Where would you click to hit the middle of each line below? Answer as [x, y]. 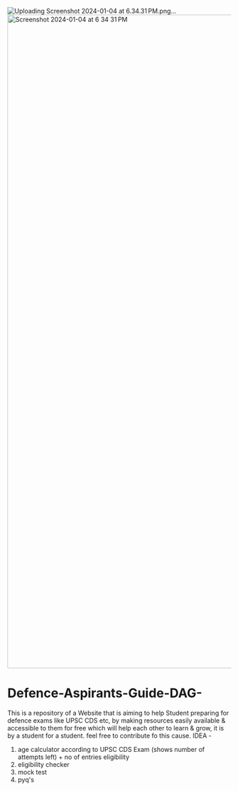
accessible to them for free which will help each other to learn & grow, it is [116, 728]
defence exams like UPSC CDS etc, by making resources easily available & [117, 720]
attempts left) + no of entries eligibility [74, 757]
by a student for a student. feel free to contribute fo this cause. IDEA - [109, 736]
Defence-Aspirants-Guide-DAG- [105, 693]
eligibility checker [43, 764]
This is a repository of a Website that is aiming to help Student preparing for [118, 713]
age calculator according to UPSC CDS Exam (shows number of [111, 749]
